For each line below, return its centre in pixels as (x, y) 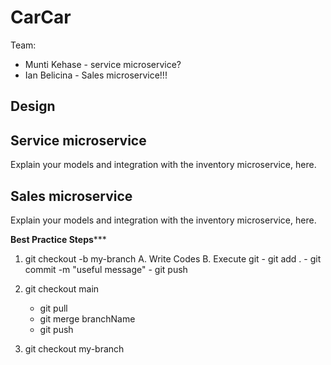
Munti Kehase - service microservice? (103, 64)
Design (33, 106)
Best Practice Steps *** (58, 239)
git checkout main (62, 288)
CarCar (41, 17)
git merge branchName (87, 318)
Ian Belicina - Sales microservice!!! (96, 75)
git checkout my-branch (74, 348)
